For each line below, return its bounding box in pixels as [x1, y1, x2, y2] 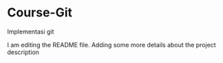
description [7, 48, 40, 56]
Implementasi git [7, 27, 54, 36]
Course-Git [7, 5, 73, 21]
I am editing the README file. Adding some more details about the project [7, 40, 216, 49]
